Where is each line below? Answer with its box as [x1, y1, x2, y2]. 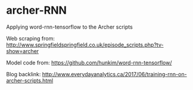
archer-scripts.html [6, 77, 54, 84]
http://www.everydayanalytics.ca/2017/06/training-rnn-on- [42, 70, 187, 77]
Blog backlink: [6, 70, 41, 77]
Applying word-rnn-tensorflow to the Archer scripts [6, 23, 133, 30]
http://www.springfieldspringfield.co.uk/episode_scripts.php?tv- [6, 41, 164, 48]
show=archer [6, 47, 39, 54]
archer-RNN [6, 4, 67, 17]
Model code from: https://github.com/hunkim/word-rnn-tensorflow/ [6, 59, 172, 66]
